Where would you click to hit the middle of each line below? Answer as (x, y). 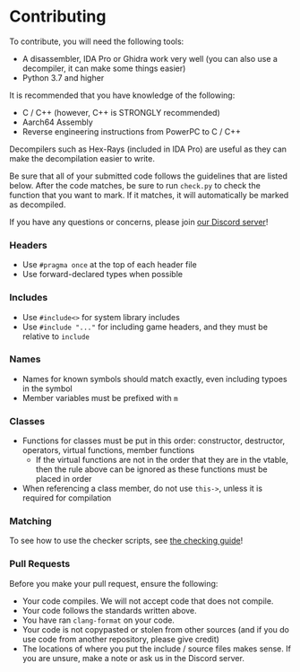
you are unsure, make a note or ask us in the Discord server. (133, 658)
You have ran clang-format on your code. (98, 620)
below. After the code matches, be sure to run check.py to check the (135, 185)
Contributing (58, 17)
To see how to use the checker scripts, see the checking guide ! (126, 541)
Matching (30, 521)
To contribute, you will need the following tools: (97, 41)
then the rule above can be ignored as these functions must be (151, 469)
